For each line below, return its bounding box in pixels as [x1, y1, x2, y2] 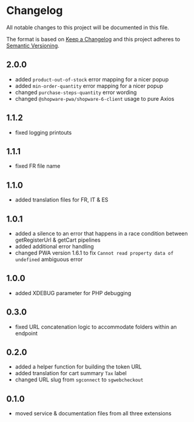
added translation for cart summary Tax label [15, 370, 127, 377]
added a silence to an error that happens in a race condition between [15, 230, 188, 237]
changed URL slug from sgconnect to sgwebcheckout [15, 376, 144, 383]
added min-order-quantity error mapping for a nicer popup [15, 82, 164, 89]
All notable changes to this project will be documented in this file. [6, 24, 170, 31]
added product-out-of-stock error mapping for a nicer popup [15, 75, 169, 83]
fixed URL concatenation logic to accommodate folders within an [15, 323, 177, 330]
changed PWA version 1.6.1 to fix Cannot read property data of [15, 250, 174, 256]
